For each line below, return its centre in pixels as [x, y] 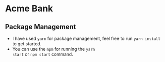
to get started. [27, 44]
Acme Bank [29, 9]
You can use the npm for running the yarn [54, 49]
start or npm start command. [43, 54]
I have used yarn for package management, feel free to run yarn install [86, 38]
